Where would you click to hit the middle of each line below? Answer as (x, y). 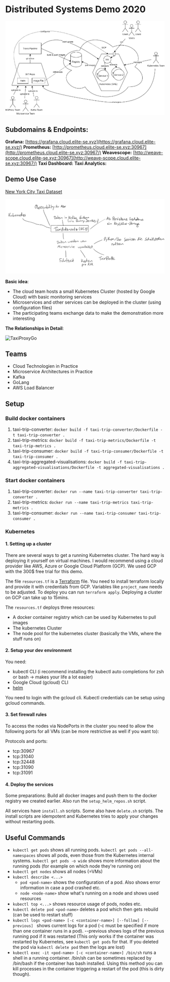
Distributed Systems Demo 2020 (75, 9)
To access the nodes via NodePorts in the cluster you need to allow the (79, 726)
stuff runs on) (27, 639)
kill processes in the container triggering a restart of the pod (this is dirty (88, 969)
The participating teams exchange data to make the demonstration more (88, 313)
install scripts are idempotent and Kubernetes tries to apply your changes (82, 816)
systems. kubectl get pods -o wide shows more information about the (86, 860)
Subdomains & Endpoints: (47, 129)
